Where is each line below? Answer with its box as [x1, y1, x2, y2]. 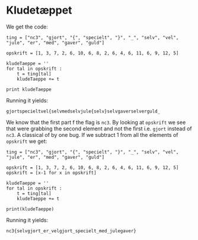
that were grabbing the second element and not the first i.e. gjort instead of [6, 125, 192, 132]
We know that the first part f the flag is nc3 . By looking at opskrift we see [6, 119, 186, 126]
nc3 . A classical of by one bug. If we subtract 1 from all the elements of [6, 131, 178, 138]
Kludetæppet [6, 4, 72, 17]
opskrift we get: [6, 137, 47, 145]
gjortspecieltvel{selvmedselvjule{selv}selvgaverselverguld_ [6, 108, 161, 114]
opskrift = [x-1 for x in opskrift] [6, 169, 97, 175]
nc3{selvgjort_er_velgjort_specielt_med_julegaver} [6, 228, 136, 234]
